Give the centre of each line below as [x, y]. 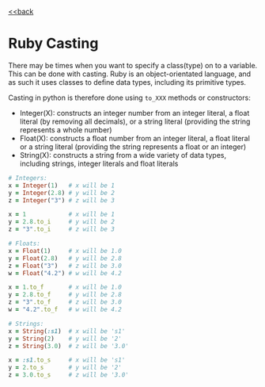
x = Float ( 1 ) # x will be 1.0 [65, 251]
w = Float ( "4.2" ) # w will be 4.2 [65, 273]
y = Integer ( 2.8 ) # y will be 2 [61, 193]
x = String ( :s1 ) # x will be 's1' [67, 331]
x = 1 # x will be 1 [61, 215]
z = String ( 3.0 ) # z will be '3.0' [68, 346]
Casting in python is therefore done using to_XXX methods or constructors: [129, 98]
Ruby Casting [53, 44]
